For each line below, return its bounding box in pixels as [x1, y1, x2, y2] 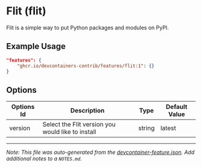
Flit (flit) [6, 4, 47, 18]
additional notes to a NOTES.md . [6, 155, 82, 162]
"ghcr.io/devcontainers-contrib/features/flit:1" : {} [17, 63, 155, 69]
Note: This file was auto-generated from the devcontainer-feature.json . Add [6, 148, 195, 156]
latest [160, 124, 176, 132]
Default [165, 103, 188, 111]
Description [70, 107, 105, 115]
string [138, 124, 155, 132]
